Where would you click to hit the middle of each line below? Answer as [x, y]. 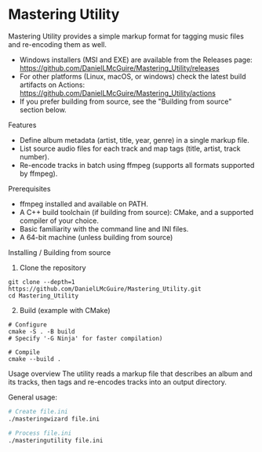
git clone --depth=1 [42, 282]
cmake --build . [35, 359]
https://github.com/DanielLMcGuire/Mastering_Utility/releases [119, 67]
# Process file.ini [40, 433]
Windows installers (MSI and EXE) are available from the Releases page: [136, 60]
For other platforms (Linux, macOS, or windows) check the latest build [133, 76]
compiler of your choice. [59, 221]
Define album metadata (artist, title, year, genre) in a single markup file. [134, 140]
